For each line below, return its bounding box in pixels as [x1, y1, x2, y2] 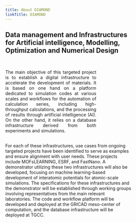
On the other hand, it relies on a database [5, 117, 96, 123]
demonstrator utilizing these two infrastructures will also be [5, 164, 128, 170]
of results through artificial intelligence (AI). [5, 112, 96, 118]
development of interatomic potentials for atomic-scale [5, 175, 118, 181]
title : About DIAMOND [5, 7, 50, 13]
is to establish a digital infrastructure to [5, 75, 96, 81]
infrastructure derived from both [5, 122, 96, 128]
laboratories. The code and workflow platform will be [5, 196, 114, 202]
